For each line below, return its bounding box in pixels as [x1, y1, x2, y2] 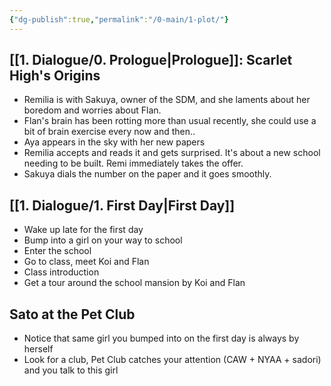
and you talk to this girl [23, 364, 119, 376]
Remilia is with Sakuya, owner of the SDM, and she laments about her [23, 94, 311, 106]
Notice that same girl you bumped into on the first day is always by [23, 332, 300, 345]
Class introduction [23, 266, 100, 278]
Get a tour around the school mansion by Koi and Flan [23, 277, 246, 289]
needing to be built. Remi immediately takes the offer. [23, 157, 244, 170]
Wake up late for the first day [23, 224, 144, 236]
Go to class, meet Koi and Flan [23, 256, 150, 268]
